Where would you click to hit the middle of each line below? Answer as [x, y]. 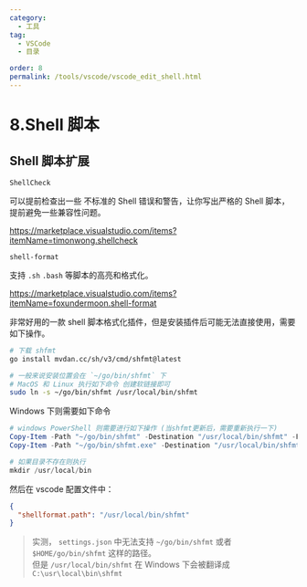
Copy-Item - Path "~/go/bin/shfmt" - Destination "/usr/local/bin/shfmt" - [153, 437]
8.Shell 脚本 [55, 125]
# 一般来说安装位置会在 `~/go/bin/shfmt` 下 [88, 375]
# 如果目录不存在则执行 [48, 462]
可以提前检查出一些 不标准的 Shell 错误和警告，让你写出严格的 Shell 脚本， [150, 201]
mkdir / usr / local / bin [51, 470]
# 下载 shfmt [33, 351]
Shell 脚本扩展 [49, 161]
